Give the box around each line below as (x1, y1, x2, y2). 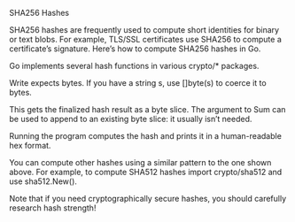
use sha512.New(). (9, 176, 78, 187)
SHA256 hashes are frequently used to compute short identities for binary (9, 25, 280, 34)
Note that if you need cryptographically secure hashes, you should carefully (9, 194, 287, 203)
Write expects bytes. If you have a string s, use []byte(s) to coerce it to (9, 78, 268, 88)
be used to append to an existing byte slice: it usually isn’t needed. (9, 114, 252, 124)
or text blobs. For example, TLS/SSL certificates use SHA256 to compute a (9, 34, 282, 44)
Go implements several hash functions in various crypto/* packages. (9, 61, 260, 71)
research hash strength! (9, 203, 97, 213)
